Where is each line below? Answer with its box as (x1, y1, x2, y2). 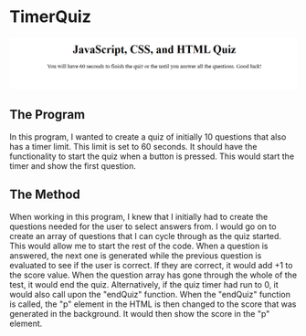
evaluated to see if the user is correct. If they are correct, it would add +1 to (9, 259, 293, 270)
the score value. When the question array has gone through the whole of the (9, 269, 298, 280)
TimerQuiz (9, 6, 91, 27)
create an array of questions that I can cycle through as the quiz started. (9, 230, 281, 241)
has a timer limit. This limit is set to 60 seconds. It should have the (9, 141, 258, 152)
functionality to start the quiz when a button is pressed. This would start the (9, 151, 295, 162)
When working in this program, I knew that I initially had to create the (9, 211, 269, 222)
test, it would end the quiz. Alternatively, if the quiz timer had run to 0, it (9, 278, 279, 289)
